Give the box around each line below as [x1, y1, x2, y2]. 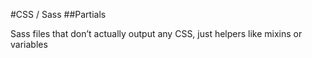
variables [10, 39, 48, 50]
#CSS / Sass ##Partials [10, 9, 107, 20]
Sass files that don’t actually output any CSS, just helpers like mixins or [10, 28, 303, 39]
